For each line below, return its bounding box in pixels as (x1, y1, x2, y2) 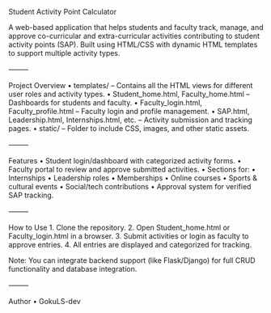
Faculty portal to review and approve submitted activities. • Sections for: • (8, 165, 256, 174)
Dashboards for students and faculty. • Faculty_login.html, (8, 98, 202, 108)
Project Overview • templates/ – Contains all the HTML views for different (8, 81, 253, 90)
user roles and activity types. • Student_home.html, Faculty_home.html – (8, 89, 250, 99)
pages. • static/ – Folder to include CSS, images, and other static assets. (8, 124, 250, 133)
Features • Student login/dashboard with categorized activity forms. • (8, 156, 242, 165)
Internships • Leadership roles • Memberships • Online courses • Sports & (8, 173, 257, 183)
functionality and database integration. (8, 264, 138, 273)
